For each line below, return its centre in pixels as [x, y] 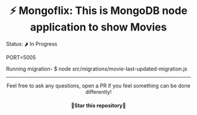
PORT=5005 [21, 57]
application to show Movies [98, 27]
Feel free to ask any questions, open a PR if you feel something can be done [98, 86]
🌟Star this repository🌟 [98, 105]
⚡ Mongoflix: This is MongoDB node [98, 11]
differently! [98, 92]
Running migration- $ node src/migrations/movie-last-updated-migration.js [97, 69]
